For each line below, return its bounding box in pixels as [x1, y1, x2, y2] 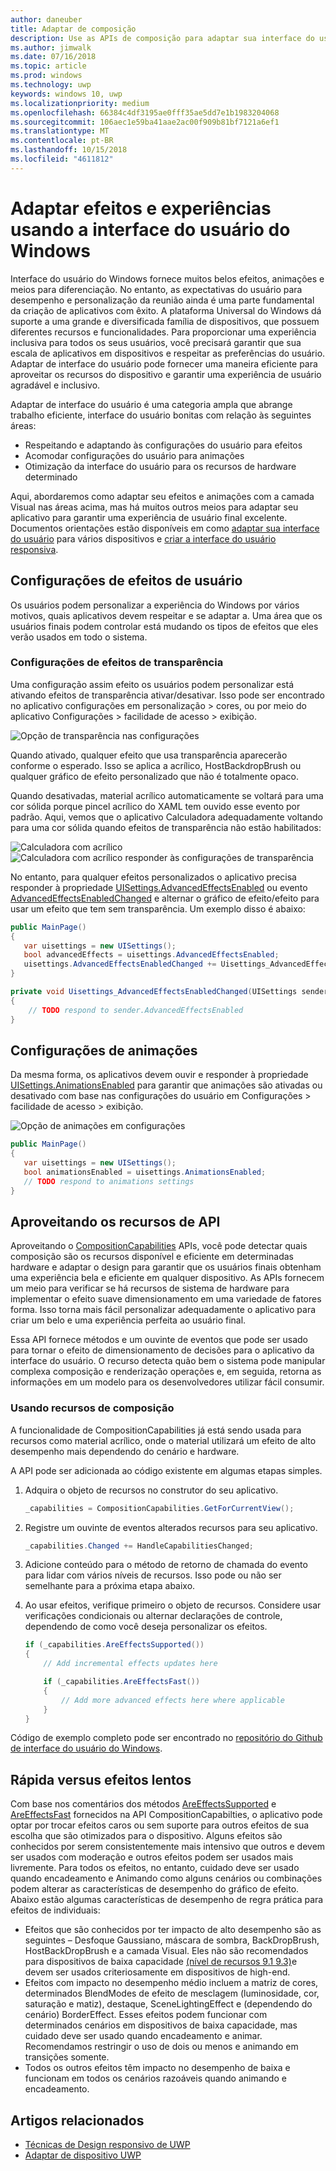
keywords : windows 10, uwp [10, 89, 123, 99]
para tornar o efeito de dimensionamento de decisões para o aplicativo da [10, 1344, 315, 1356]
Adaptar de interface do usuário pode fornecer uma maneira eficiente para [10, 357, 318, 370]
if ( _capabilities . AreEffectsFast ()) [43, 1677, 201, 1687]
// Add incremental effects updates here [43, 1659, 218, 1669]
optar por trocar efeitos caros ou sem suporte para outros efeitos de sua [10, 1819, 310, 1831]
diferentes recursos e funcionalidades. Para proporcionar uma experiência [10, 326, 317, 338]
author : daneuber [10, 14, 83, 25]
